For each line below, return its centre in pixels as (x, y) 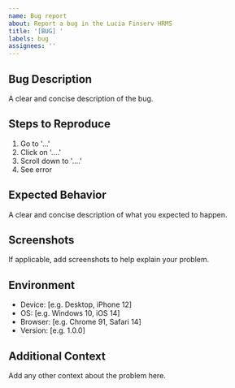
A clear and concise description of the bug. (81, 98)
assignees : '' (33, 46)
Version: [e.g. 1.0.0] (52, 330)
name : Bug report (38, 16)
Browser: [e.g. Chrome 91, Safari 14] (81, 322)
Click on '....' (41, 152)
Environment (42, 285)
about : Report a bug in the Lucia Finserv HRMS (91, 24)
